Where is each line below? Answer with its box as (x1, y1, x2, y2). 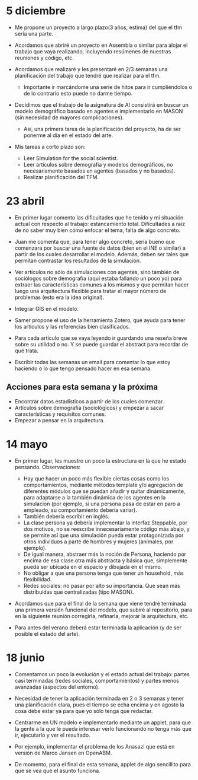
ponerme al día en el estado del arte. (23, 132, 113, 139)
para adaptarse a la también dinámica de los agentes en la (23, 494, 166, 501)
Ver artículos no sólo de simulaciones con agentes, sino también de (14, 268, 180, 275)
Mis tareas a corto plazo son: (14, 143, 86, 150)
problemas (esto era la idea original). (14, 294, 105, 301)
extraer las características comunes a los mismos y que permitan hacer (14, 281, 189, 288)
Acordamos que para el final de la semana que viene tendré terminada (14, 600, 186, 607)
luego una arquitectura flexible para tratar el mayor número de (14, 287, 167, 294)
